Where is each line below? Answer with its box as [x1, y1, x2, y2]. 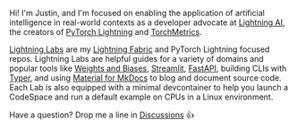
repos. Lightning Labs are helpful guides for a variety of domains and [9, 54, 264, 64]
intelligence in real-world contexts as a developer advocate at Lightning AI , [9, 17, 285, 28]
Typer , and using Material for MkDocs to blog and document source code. [9, 73, 282, 83]
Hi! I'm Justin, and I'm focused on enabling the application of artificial [9, 8, 266, 18]
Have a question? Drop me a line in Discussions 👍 [9, 109, 194, 120]
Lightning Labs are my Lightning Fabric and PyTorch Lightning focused [9, 44, 270, 55]
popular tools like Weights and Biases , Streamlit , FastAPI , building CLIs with [9, 63, 287, 73]
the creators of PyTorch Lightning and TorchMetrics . [9, 27, 203, 37]
